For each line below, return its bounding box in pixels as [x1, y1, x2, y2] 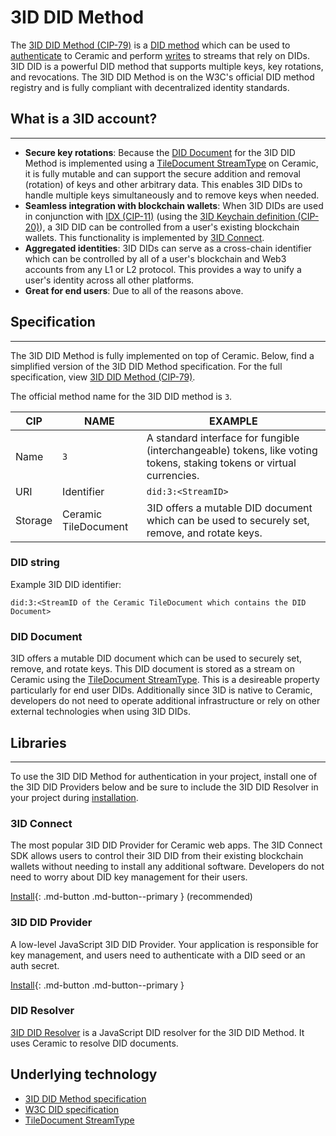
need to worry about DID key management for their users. [10, 871, 248, 883]
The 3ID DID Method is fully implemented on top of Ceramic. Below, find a [10, 349, 315, 361]
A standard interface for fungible [146, 431, 300, 445]
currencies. [146, 468, 200, 482]
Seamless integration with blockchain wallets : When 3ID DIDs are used [24, 199, 324, 211]
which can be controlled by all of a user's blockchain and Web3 [24, 252, 287, 265]
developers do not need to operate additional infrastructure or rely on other [10, 695, 321, 707]
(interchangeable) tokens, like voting [146, 443, 318, 457]
